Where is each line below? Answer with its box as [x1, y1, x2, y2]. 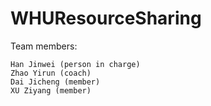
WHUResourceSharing [10, 7, 202, 30]
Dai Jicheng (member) [10, 77, 101, 87]
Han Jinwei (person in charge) [10, 59, 141, 69]
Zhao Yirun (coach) [10, 68, 92, 78]
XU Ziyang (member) [10, 85, 92, 96]
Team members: [10, 40, 78, 52]
